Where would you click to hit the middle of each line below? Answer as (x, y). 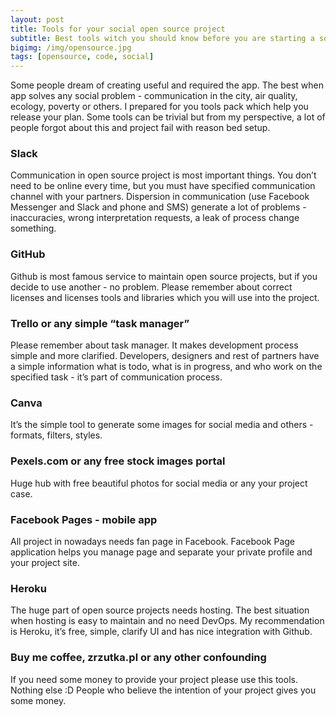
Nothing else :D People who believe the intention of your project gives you (163, 690)
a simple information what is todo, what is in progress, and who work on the (166, 367)
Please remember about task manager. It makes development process (154, 345)
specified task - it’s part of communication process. (116, 377)
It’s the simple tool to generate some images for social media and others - (162, 425)
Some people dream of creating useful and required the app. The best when (167, 85)
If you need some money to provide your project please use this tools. (154, 679)
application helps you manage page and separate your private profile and (161, 552)
